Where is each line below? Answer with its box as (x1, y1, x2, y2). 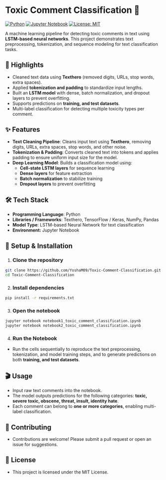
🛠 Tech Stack (5, 196, 49, 204)
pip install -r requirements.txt (5, 296, 75, 301)
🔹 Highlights (5, 61, 44, 69)
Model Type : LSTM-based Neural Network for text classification (12, 222, 144, 228)
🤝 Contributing (5, 423, 52, 431)
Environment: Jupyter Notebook (12, 227, 80, 233)
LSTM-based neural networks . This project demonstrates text (5, 36, 134, 42)
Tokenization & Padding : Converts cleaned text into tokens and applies (12, 149, 159, 155)
